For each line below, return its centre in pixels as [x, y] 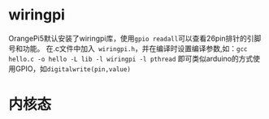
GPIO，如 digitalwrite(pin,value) [73, 68]
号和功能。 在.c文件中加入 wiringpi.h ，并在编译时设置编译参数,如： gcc [128, 48]
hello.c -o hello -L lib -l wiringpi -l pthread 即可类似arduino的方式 [131, 58]
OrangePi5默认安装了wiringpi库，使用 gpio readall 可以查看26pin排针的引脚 [135, 38]
